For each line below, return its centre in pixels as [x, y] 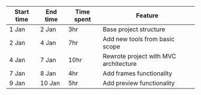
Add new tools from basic [138, 39]
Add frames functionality [137, 73]
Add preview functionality [139, 83]
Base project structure [134, 29]
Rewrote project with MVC [139, 56]
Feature [147, 16]
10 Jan [50, 83]
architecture [120, 64]
